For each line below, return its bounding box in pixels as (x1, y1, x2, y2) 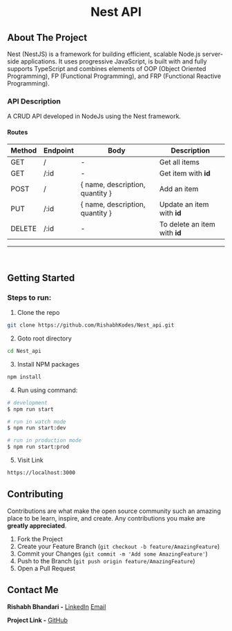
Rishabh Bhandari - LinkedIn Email (7, 602, 106, 611)
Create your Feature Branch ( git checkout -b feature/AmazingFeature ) (17, 542, 220, 550)
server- (202, 50, 223, 58)
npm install (7, 373, 41, 380)
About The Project (7, 32, 88, 43)
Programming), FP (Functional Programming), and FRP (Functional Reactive (7, 72, 222, 80)
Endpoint (43, 146, 75, 155)
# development (7, 399, 48, 406)
